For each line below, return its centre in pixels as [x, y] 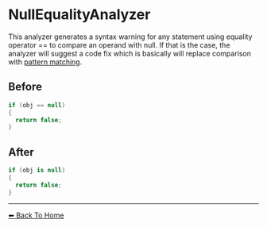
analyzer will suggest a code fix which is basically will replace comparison [130, 53]
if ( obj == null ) [37, 105]
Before [25, 87]
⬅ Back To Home [36, 215]
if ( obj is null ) [37, 171]
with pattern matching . [45, 62]
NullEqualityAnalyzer [79, 15]
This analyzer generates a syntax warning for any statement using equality [130, 37]
